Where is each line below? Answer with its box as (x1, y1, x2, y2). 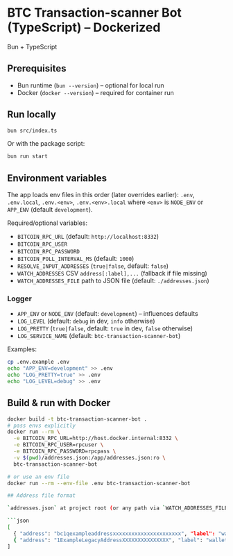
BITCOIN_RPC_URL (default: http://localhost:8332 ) (17, 233, 159, 241)
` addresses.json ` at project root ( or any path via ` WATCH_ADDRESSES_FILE (7, 505, 228, 512)
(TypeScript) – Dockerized (7, 19, 161, 35)
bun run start (7, 153, 49, 160)
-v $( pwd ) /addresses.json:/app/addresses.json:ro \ (13, 454, 166, 461)
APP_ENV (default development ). (7, 205, 93, 214)
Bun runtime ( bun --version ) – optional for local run (17, 81, 164, 90)
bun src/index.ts (7, 127, 58, 134)
